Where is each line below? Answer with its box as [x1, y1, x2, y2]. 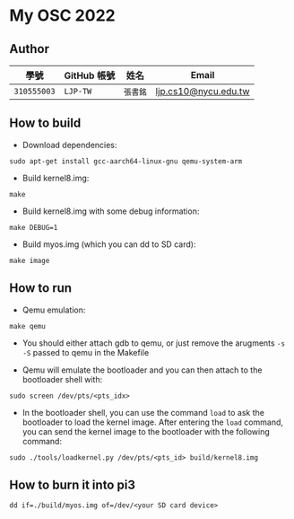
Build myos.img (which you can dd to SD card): [22, 239, 196, 250]
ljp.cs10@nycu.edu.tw [155, 85, 250, 97]
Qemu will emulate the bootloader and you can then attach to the [22, 365, 263, 375]
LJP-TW [64, 86, 92, 96]
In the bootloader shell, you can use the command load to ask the [22, 407, 264, 418]
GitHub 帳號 [64, 69, 116, 82]
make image [9, 256, 50, 265]
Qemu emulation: [22, 304, 86, 315]
